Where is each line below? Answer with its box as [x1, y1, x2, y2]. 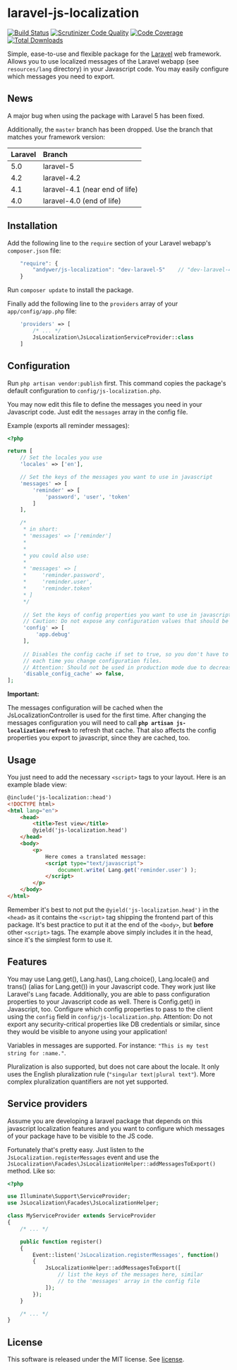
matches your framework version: [7, 132, 106, 141]
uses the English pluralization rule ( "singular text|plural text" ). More [7, 1069, 215, 1078]
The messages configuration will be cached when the [7, 704, 164, 712]
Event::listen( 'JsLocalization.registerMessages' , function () [32, 1251, 219, 1258]
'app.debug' [35, 631, 71, 638]
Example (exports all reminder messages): [7, 421, 130, 429]
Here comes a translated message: [44, 853, 147, 860]
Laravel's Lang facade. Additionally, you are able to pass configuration [7, 989, 210, 998]
